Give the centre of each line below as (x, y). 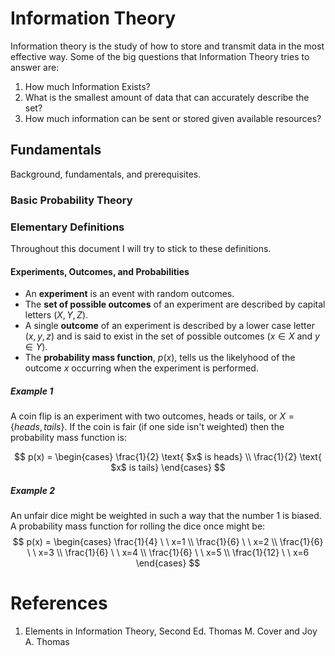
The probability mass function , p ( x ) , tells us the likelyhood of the (160, 358)
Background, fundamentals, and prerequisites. (106, 174)
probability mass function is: (68, 438)
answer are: (35, 67)
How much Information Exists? (87, 86)
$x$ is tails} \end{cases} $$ (168, 468)
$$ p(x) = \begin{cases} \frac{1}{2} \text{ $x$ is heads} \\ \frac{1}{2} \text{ (168, 457)
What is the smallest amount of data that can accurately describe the (167, 97)
